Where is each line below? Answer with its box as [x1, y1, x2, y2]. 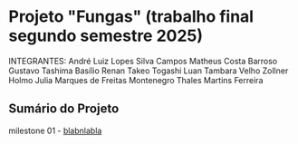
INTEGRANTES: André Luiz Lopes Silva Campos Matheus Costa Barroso [8, 55, 278, 66]
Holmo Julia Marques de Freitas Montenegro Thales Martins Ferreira [8, 74, 264, 85]
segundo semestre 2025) [8, 25, 204, 46]
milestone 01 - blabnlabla [8, 125, 102, 136]
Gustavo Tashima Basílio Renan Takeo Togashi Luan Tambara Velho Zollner [8, 65, 289, 76]
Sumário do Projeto [8, 101, 120, 117]
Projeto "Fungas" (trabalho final [8, 6, 255, 27]
